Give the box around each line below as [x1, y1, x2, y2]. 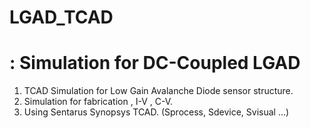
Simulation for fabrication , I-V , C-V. [23, 96, 174, 108]
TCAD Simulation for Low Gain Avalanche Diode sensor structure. [23, 85, 294, 97]
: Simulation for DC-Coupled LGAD [9, 52, 301, 75]
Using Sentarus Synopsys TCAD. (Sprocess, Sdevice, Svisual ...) [23, 106, 290, 118]
